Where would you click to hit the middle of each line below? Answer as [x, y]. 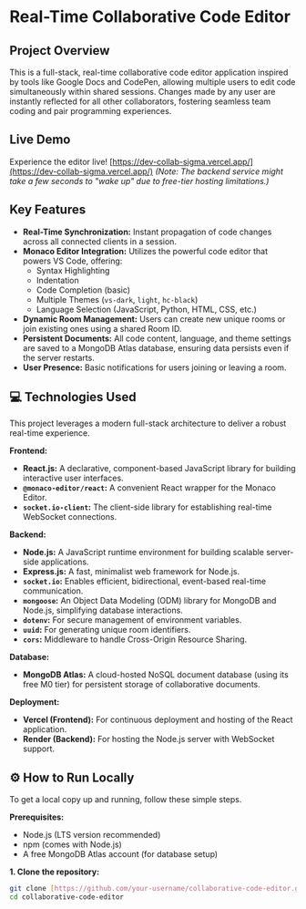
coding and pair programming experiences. [91, 111]
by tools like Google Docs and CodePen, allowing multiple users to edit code [153, 82]
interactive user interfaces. [73, 478]
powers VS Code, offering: [72, 261]
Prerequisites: [37, 817]
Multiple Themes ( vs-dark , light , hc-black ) [117, 299]
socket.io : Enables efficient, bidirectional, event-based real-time [144, 582]
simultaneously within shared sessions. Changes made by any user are [143, 92]
